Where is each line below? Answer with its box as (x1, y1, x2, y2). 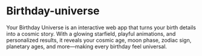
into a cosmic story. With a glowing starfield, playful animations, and (6, 30, 176, 37)
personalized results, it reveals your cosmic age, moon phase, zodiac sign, (6, 36, 192, 43)
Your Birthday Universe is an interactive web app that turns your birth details (6, 24, 196, 31)
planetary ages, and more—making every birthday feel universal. (6, 43, 167, 50)
